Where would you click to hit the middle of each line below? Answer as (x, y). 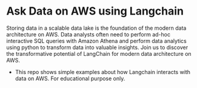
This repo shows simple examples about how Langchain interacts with (103, 72)
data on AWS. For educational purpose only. (70, 78)
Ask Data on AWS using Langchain (95, 11)
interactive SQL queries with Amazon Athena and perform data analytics (96, 41)
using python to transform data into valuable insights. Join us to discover (97, 47)
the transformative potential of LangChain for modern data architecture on (99, 53)
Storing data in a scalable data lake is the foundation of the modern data (96, 28)
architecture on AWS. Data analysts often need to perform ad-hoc (88, 34)
